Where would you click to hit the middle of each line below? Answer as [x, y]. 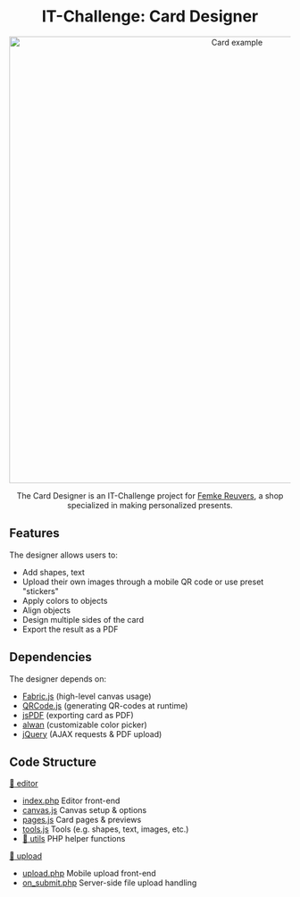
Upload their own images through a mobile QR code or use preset [143, 582]
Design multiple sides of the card [83, 619]
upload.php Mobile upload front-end [89, 874]
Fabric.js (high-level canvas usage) [87, 696]
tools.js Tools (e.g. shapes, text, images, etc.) [105, 829]
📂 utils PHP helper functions [74, 839]
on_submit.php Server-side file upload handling [109, 883]
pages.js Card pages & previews [82, 820]
